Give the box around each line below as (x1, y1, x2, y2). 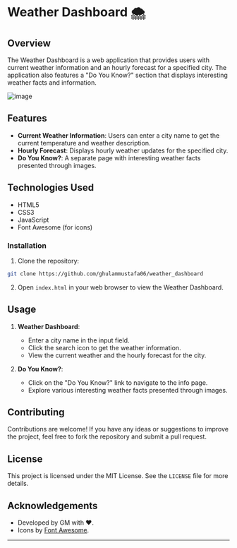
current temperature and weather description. (17, 138, 151, 147)
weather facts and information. (7, 78, 97, 87)
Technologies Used (7, 181, 94, 193)
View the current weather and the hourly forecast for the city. (28, 351, 207, 359)
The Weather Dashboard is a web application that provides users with (7, 56, 210, 64)
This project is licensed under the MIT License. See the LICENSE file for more (7, 472, 229, 480)
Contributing (7, 406, 65, 418)
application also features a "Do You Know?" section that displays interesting (7, 71, 228, 79)
